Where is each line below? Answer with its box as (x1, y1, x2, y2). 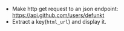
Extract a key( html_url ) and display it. (11, 18, 107, 25)
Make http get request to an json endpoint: (11, 5, 119, 12)
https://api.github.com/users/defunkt (11, 12, 105, 19)
